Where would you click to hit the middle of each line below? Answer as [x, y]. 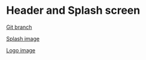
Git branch [19, 27]
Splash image [23, 38]
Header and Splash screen [73, 10]
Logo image [21, 50]
